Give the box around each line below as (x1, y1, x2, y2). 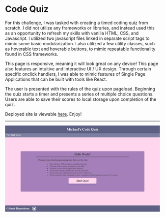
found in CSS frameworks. (5, 51, 58, 57)
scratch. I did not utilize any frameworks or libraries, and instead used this (5, 25, 155, 31)
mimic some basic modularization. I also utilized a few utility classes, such (5, 40, 155, 46)
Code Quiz (5, 3, 49, 15)
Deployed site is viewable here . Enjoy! (5, 111, 82, 117)
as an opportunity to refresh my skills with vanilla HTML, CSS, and (5, 30, 139, 36)
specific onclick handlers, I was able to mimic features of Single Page (5, 71, 146, 77)
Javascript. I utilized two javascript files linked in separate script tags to (5, 35, 150, 41)
